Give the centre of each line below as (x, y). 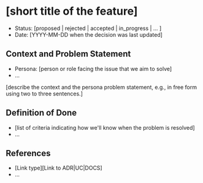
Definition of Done (41, 113)
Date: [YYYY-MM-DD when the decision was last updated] (89, 34)
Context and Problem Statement (68, 54)
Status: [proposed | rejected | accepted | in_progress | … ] (88, 28)
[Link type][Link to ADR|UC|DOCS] (58, 168)
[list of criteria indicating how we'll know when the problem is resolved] (105, 127)
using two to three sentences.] (44, 94)
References (28, 153)
